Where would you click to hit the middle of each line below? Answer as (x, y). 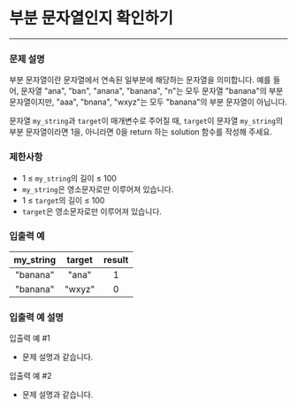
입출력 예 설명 (37, 317)
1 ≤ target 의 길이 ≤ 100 (63, 200)
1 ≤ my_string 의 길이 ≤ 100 (69, 178)
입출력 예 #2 (30, 376)
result (116, 259)
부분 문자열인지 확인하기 (91, 18)
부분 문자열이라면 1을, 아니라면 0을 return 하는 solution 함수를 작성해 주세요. (141, 132)
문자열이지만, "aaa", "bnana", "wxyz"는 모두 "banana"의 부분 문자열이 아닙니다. (148, 102)
